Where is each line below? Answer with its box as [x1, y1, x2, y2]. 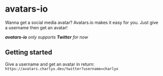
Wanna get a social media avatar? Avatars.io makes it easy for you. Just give [5, 19, 159, 25]
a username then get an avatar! [5, 24, 68, 30]
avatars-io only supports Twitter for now [5, 34, 89, 40]
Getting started [5, 48, 53, 57]
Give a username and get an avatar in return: [5, 61, 95, 67]
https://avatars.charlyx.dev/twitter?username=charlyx [5, 66, 119, 71]
